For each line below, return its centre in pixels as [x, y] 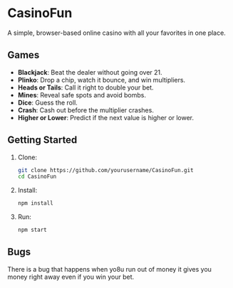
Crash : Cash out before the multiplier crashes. [86, 110]
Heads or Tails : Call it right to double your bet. [86, 87]
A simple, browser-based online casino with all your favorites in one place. [116, 33]
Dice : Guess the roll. [48, 102]
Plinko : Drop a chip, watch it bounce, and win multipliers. [102, 80]
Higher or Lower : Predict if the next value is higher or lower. [106, 117]
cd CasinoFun [37, 177]
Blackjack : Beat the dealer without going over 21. [90, 72]
